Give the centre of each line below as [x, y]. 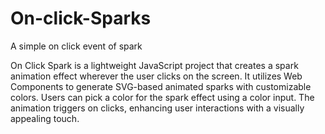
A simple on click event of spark [76, 46]
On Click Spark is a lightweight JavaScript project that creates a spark [154, 65]
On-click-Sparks [81, 18]
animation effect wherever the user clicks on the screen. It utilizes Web [156, 76]
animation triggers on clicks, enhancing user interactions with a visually [157, 108]
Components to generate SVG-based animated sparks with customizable [161, 86]
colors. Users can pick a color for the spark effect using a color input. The [162, 97]
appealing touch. [45, 118]
